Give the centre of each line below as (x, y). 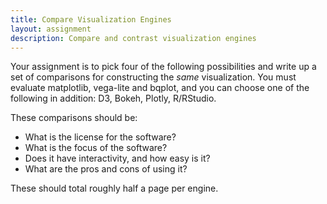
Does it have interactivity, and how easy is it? (117, 158)
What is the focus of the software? (96, 148)
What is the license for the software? (100, 137)
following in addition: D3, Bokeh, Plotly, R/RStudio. (113, 98)
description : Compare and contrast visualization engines (133, 38)
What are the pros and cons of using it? (106, 169)
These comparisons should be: (74, 118)
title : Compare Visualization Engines (91, 19)
